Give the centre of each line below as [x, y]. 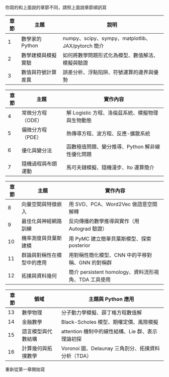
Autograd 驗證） [88, 229]
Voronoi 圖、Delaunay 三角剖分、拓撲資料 [110, 348]
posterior [79, 245]
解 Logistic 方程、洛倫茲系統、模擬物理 [112, 113]
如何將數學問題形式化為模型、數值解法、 [111, 55]
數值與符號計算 [39, 72]
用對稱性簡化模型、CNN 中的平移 [108, 255]
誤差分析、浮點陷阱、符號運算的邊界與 [108, 72]
